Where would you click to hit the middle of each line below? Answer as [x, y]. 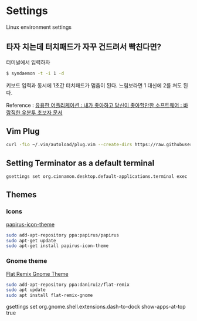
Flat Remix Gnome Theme [37, 273]
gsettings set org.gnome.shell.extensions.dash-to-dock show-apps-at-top [96, 307]
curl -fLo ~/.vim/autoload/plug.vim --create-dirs [69, 145]
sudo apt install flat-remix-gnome [50, 295]
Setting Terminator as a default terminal [80, 163]
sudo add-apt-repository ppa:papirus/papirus [62, 235]
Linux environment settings [39, 27]
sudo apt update [26, 290]
